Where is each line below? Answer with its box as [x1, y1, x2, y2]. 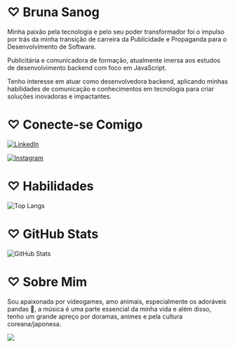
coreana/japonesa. [7, 319, 62, 328]
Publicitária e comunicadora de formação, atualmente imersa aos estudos [7, 56, 221, 64]
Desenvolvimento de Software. [7, 42, 97, 51]
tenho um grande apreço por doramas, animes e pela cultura [7, 312, 183, 321]
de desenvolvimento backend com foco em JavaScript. [7, 63, 167, 72]
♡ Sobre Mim [7, 273, 88, 290]
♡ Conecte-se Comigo [7, 117, 143, 133]
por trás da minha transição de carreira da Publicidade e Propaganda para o [7, 34, 227, 43]
